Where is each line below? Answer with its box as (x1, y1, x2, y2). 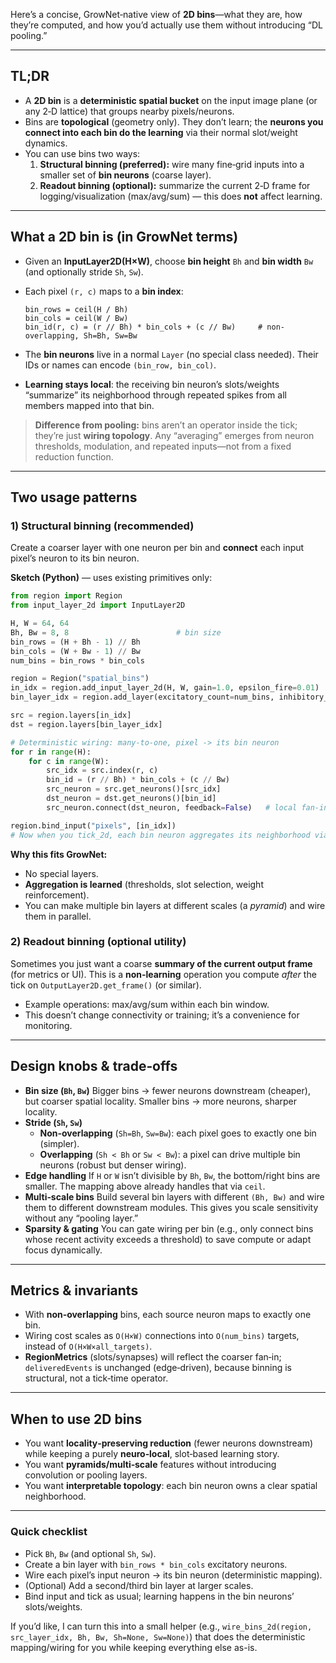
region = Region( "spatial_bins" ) (10, 674, 150, 684)
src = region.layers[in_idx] (10, 710, 132, 721)
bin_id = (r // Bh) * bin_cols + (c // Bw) (46, 775, 230, 785)
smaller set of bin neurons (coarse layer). (39, 169, 212, 181)
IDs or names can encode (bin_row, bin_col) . (24, 359, 217, 371)
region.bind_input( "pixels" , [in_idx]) (10, 820, 177, 831)
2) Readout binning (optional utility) (10, 935, 187, 949)
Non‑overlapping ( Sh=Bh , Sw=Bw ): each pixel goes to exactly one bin (39, 1127, 317, 1139)
